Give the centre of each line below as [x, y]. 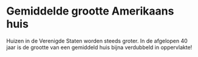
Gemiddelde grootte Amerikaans [90, 11]
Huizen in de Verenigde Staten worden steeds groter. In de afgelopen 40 [97, 41]
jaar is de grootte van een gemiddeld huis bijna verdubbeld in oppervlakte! [99, 47]
